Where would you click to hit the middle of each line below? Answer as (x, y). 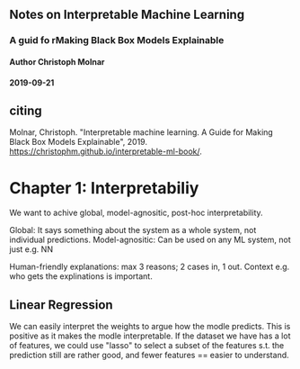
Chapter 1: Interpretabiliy (104, 188)
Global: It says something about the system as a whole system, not (133, 230)
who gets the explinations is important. (81, 276)
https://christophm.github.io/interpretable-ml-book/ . (106, 151)
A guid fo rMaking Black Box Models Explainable (117, 40)
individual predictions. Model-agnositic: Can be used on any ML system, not (150, 240)
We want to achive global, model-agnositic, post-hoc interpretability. (136, 213)
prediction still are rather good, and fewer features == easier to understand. (149, 355)
